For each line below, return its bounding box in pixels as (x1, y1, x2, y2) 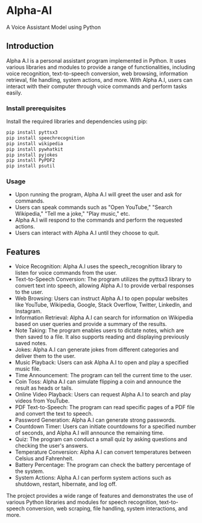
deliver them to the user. (14, 352, 76, 360)
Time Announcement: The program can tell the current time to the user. (14, 372, 193, 379)
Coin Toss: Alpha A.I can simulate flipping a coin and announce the (14, 378, 181, 386)
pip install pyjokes (6, 152, 58, 158)
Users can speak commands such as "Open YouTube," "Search (14, 204, 173, 211)
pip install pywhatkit (6, 146, 63, 152)
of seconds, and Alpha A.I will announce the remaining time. (14, 429, 165, 437)
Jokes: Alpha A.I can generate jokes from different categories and (14, 346, 179, 353)
